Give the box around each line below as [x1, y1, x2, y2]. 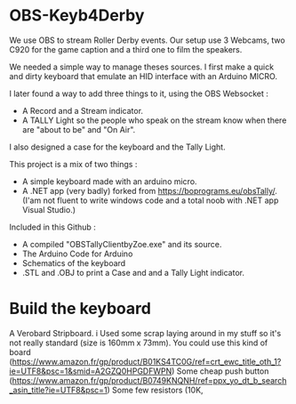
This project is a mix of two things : [9, 158, 138, 169]
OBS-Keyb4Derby [9, 5, 145, 26]
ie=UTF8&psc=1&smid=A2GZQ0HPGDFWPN [9, 366, 172, 376]
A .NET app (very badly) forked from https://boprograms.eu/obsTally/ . [21, 185, 278, 196]
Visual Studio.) [21, 204, 76, 214]
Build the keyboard [9, 299, 151, 319]
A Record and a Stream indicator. [21, 105, 144, 116]
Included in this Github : [9, 222, 96, 232]
